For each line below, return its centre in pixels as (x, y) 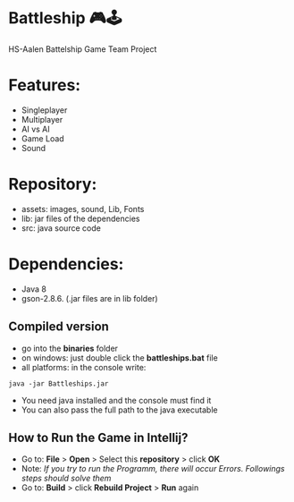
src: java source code (61, 228)
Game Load (42, 138)
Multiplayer (42, 119)
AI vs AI (35, 129)
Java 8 (34, 289)
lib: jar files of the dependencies (80, 218)
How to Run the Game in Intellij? (98, 437)
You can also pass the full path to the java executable (119, 410)
